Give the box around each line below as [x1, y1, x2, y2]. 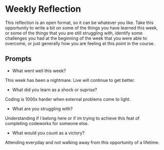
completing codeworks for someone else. [5, 120, 89, 126]
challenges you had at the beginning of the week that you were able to [5, 35, 147, 41]
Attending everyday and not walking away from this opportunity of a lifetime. [5, 139, 160, 145]
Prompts [5, 55, 32, 63]
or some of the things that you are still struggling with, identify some [5, 30, 143, 36]
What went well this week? [12, 68, 66, 74]
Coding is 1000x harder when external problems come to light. [5, 96, 131, 102]
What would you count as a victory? [12, 130, 85, 136]
